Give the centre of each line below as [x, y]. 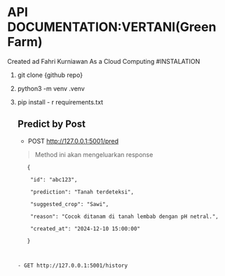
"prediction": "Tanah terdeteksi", [82, 192]
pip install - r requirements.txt [60, 102]
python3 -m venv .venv [51, 88]
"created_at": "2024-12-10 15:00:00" [85, 228]
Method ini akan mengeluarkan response [94, 154]
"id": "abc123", [54, 179]
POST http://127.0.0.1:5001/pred [73, 141]
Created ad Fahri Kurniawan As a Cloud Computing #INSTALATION [104, 61]
